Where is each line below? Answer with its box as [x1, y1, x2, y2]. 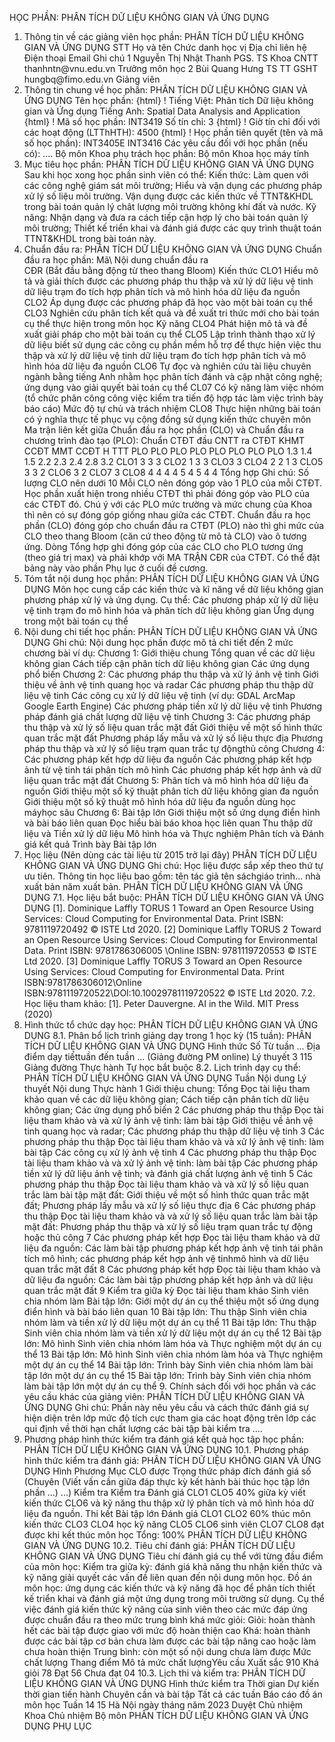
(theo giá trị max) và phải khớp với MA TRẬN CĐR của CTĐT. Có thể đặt [23, 552, 321, 563]
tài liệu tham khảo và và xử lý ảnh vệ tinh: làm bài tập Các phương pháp [23, 1157, 318, 1169]
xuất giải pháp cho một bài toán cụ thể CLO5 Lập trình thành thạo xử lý [23, 328, 316, 340]
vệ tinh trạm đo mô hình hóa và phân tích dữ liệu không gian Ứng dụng [23, 605, 315, 616]
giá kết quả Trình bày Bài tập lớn [23, 838, 157, 850]
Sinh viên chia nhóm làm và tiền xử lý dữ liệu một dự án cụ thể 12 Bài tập [23, 1327, 322, 1339]
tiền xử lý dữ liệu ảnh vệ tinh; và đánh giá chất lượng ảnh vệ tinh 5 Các [23, 1168, 314, 1179]
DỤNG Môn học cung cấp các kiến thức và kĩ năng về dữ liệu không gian [23, 583, 324, 595]
